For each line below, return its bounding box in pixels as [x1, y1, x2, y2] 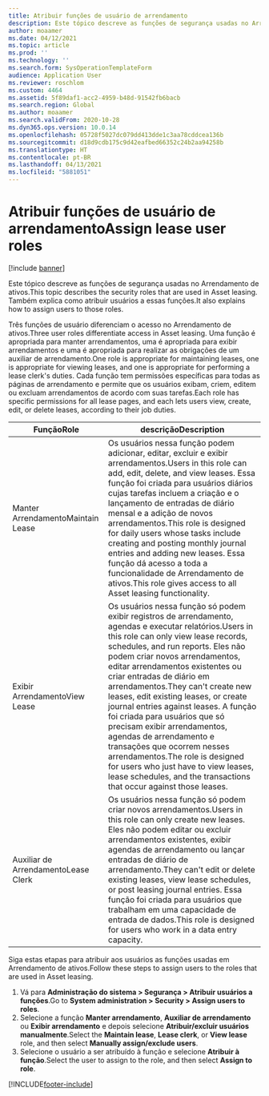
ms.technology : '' [8, 57, 70, 65]
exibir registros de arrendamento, [107, 610, 234, 622]
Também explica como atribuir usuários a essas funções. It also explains [8, 296, 246, 305]
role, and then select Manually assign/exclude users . [19, 1038, 199, 1048]
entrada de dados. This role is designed [107, 914, 255, 925]
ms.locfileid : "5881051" [8, 168, 91, 176]
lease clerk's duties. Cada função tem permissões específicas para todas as [8, 370, 260, 381]
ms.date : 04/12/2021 [8, 34, 78, 42]
